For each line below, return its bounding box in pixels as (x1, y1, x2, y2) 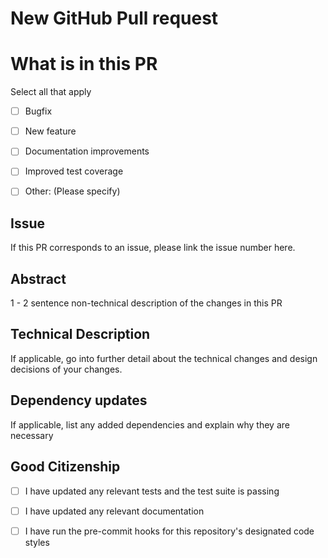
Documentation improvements (24, 145, 150, 157)
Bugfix (24, 105, 53, 117)
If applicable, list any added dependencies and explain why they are (10, 418, 290, 431)
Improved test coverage (24, 165, 124, 177)
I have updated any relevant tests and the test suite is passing (24, 485, 280, 497)
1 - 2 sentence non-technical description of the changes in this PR (10, 297, 283, 309)
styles (24, 536, 50, 548)
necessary (10, 429, 54, 441)
